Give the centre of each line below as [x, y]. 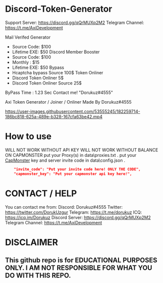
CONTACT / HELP [41, 193]
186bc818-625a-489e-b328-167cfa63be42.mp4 [54, 116]
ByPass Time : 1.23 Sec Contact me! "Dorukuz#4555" [59, 92]
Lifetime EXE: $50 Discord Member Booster [56, 52]
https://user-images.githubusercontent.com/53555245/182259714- [73, 111]
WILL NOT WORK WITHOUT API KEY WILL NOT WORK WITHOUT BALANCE [82, 150]
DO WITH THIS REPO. [38, 275]
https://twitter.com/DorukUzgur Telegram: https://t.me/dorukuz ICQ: [74, 212]
